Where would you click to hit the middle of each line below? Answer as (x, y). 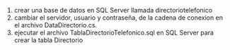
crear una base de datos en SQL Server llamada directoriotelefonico (113, 10)
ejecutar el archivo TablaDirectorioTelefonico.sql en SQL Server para (114, 32)
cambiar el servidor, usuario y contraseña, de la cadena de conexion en (118, 18)
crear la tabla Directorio (48, 40)
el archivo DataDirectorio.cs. (56, 25)
